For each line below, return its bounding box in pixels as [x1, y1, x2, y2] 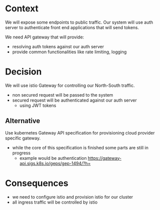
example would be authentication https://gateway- [19, 155, 122, 161]
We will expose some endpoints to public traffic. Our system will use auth [5, 19, 154, 25]
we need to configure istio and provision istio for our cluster [12, 194, 133, 200]
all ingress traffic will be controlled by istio [12, 199, 98, 205]
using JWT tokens [19, 102, 56, 108]
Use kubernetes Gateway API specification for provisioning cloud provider [5, 130, 155, 136]
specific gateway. [5, 135, 41, 141]
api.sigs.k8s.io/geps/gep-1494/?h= [19, 160, 91, 166]
